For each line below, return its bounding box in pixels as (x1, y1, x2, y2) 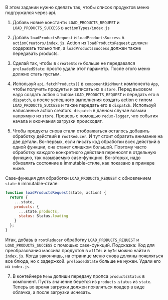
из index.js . (5, 263, 31, 269)
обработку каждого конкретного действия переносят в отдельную (12, 149, 156, 155)
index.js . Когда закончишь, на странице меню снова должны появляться (5, 253, 163, 259)
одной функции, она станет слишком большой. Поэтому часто (12, 144, 147, 150)
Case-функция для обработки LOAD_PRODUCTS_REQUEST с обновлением (5, 175, 151, 181)
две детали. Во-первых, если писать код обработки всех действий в (12, 138, 160, 144)
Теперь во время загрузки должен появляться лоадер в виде (12, 284, 145, 290)
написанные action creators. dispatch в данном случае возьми (12, 108, 146, 113)
